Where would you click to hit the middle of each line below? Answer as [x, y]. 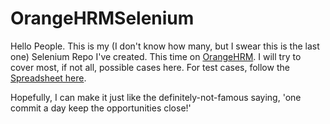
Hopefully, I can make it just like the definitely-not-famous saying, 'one [156, 97]
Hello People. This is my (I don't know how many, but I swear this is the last [165, 46]
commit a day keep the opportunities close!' [101, 108]
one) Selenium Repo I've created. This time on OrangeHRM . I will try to [156, 56]
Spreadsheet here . [48, 78]
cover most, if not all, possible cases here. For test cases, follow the [150, 67]
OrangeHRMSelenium [102, 18]
